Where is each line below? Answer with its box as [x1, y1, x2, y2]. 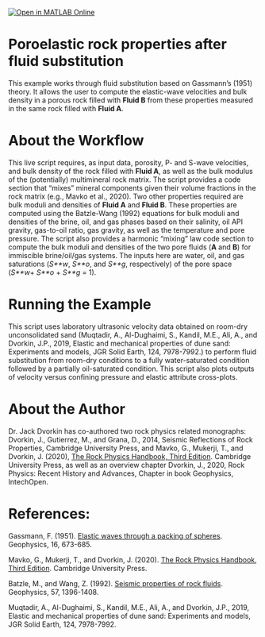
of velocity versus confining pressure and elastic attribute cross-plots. [8, 372, 238, 381]
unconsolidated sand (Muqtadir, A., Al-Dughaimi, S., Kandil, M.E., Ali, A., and [8, 330, 258, 339]
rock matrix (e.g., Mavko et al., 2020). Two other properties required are [8, 191, 244, 201]
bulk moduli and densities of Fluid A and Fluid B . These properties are [8, 199, 237, 210]
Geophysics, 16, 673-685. [8, 539, 93, 549]
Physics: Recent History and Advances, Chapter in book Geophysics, [8, 469, 234, 478]
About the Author [8, 400, 125, 418]
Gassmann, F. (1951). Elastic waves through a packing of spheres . [8, 531, 223, 540]
